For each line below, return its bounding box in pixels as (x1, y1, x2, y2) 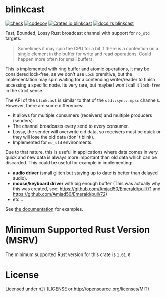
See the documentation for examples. (5, 206, 83, 212)
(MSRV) (5, 235, 39, 246)
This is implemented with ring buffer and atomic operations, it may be (5, 66, 150, 72)
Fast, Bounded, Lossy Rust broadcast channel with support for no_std (5, 30, 150, 36)
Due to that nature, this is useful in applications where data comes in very (5, 149, 158, 155)
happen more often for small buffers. (17, 56, 94, 62)
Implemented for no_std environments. (12, 139, 93, 145)
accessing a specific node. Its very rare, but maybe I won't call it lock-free (5, 82, 161, 88)
